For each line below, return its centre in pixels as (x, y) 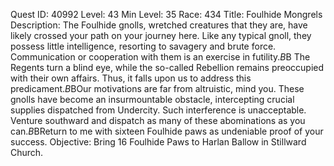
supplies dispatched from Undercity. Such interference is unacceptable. (158, 110)
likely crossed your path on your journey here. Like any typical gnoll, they (161, 35)
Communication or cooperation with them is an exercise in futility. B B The (160, 57)
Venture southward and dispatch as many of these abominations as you (158, 120)
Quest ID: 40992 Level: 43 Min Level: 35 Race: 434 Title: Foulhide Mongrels (166, 14)
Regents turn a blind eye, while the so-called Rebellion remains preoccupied (167, 67)
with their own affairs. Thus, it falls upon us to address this (131, 78)
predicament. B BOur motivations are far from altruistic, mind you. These (157, 88)
